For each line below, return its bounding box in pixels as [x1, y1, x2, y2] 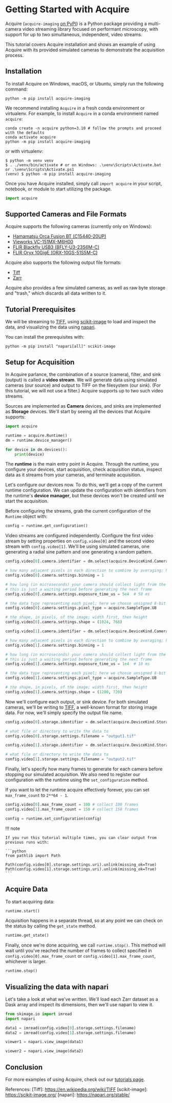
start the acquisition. [5, 498, 49, 504]
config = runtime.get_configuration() [5, 523, 88, 528]
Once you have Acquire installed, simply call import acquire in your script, [5, 180, 162, 186]
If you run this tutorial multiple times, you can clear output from [5, 835, 157, 840]
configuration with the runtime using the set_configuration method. [5, 777, 149, 783]
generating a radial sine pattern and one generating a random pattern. [5, 549, 153, 555]
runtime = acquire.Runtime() [5, 433, 68, 438]
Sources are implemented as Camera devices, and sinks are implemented [5, 403, 161, 409]
